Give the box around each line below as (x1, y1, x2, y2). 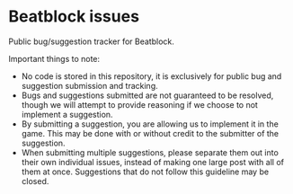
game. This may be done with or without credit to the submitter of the (21, 128, 280, 138)
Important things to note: (8, 53, 101, 64)
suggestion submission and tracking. (21, 80, 158, 91)
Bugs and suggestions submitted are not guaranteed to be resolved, (21, 90, 274, 101)
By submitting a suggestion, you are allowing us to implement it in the (21, 119, 280, 129)
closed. (21, 175, 49, 186)
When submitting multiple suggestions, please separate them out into (21, 146, 280, 158)
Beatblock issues (8, 6, 140, 27)
